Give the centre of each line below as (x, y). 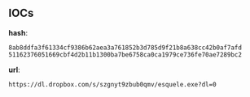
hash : (18, 32)
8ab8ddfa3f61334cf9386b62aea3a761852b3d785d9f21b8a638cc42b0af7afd (125, 48)
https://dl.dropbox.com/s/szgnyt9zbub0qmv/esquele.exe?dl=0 (113, 84)
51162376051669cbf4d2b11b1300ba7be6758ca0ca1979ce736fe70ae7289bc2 (125, 55)
